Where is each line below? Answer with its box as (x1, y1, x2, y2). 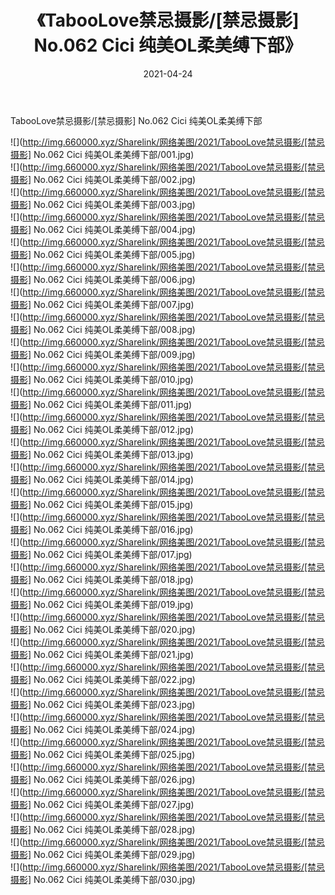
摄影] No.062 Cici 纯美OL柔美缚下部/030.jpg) (10, 873, 196, 885)
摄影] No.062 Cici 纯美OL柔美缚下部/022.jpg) (10, 673, 196, 685)
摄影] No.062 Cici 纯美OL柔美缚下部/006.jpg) (10, 273, 196, 285)
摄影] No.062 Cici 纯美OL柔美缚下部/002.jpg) (10, 173, 197, 185)
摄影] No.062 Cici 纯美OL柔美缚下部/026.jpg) (10, 773, 196, 785)
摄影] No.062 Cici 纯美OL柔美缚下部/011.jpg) (10, 398, 193, 410)
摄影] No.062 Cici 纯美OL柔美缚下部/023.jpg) (10, 698, 196, 710)
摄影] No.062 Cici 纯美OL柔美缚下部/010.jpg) (10, 373, 194, 385)
